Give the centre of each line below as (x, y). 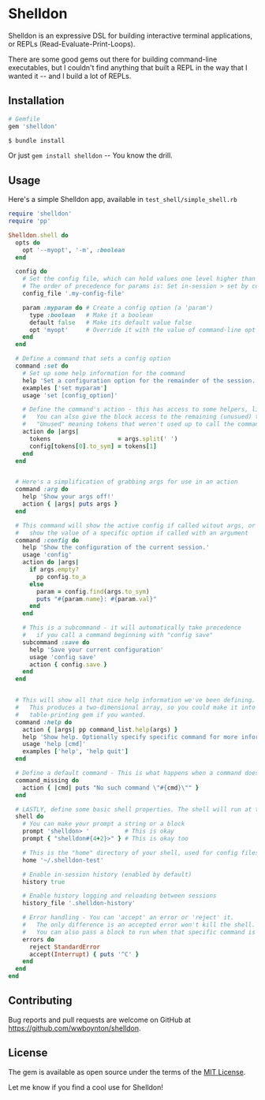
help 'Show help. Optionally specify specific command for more (130, 737)
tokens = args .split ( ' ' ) (103, 438)
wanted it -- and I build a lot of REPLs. (70, 76)
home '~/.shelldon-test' (63, 860)
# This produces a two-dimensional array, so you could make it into (136, 708)
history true (44, 882)
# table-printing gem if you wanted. (81, 714)
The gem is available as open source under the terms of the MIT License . (127, 1072)
